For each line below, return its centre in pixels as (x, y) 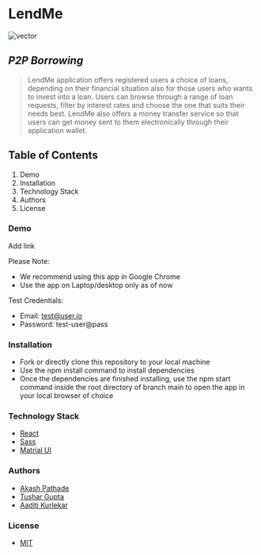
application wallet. (57, 130)
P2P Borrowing (46, 61)
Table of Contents (53, 155)
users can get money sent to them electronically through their (128, 122)
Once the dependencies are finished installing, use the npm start (125, 379)
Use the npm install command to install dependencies (107, 370)
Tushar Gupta (42, 496)
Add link (22, 246)
